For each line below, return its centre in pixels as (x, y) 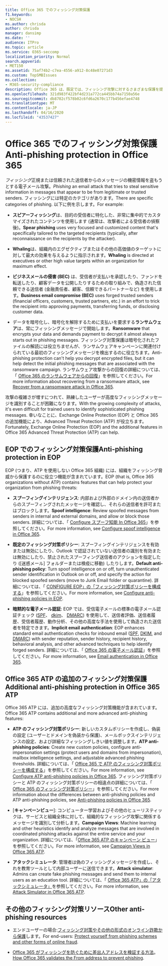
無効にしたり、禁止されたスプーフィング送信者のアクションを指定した (89, 557)
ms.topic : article (24, 47)
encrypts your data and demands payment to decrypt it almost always (84, 334)
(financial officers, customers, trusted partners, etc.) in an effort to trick (86, 301)
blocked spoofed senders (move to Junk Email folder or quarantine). (83, 580)
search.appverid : (23, 61)
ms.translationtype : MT (30, 104)
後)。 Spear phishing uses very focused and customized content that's (85, 227)
